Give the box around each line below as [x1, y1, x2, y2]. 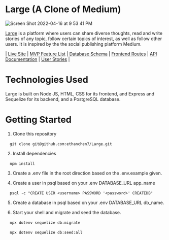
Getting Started [5, 114, 72, 125]
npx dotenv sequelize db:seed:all [10, 230, 83, 235]
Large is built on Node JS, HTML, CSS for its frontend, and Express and [5, 90, 155, 97]
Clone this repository [12, 130, 57, 136]
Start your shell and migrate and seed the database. [12, 209, 121, 215]
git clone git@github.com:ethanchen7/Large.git [10, 141, 113, 147]
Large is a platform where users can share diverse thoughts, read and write [5, 30, 163, 36]
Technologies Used [5, 74, 89, 86]
